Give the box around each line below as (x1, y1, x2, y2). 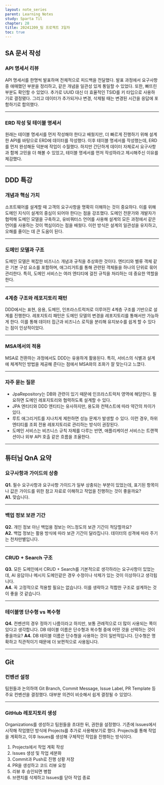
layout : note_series (5, 7, 47, 12)
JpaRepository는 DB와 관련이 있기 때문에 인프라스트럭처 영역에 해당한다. (12, 391, 152, 397)
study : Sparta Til (5, 16, 42, 21)
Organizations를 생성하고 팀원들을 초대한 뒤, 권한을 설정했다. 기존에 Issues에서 (5, 722, 157, 727)
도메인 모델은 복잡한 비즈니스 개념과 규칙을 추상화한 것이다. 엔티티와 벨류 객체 (5, 258, 152, 264)
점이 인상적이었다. (10, 325, 44, 331)
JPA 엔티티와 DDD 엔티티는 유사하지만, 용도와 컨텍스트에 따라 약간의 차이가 (12, 403, 156, 409)
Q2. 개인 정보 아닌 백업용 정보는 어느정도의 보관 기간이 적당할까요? (5, 524, 132, 530)
